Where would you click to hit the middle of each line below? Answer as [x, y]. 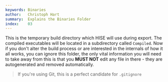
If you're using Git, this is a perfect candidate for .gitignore [79, 74]
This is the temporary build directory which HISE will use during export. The [83, 38]
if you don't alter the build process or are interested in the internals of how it [84, 48]
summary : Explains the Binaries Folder [48, 19]
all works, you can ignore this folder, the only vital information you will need [83, 54]
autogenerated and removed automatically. [50, 64]
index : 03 [19, 24]
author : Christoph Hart [32, 14]
